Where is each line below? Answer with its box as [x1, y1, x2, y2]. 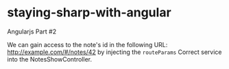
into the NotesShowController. [7, 55, 93, 63]
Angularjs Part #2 [7, 27, 57, 36]
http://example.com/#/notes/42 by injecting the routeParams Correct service [7, 48, 222, 56]
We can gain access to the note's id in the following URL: [7, 40, 168, 49]
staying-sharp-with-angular [7, 5, 171, 20]
